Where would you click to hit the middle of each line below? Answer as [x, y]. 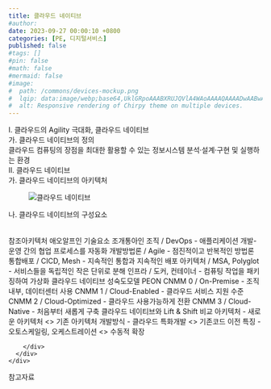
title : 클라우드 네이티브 [45, 16]
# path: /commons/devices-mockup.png [73, 91]
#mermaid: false [35, 76]
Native [19, 312]
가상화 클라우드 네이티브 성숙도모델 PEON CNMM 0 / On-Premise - [137, 281]
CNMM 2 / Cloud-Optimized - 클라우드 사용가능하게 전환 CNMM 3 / [118, 301]
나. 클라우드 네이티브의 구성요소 [58, 215]
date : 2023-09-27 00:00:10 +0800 [65, 31]
